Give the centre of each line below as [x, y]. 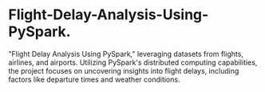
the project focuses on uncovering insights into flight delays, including [124, 70]
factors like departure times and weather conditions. [94, 79]
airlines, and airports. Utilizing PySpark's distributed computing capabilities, [133, 62]
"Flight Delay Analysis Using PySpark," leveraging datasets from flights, [126, 54]
